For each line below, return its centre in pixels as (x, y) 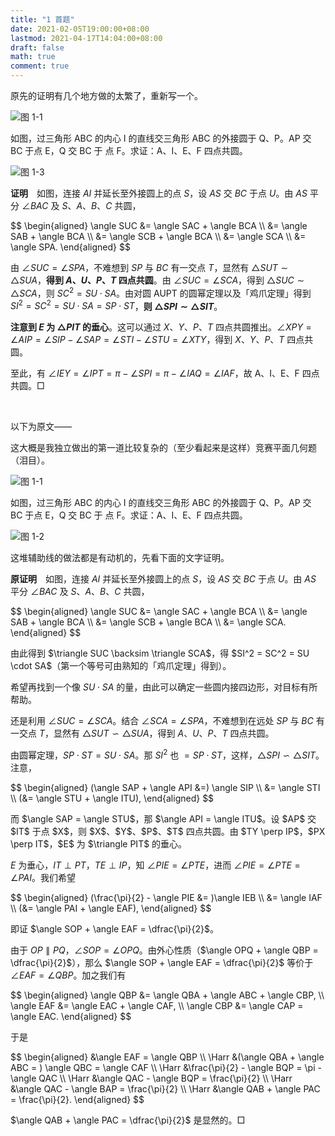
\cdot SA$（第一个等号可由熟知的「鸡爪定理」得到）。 (121, 666)
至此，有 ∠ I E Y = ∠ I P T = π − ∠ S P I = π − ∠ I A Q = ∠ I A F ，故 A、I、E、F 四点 (165, 373)
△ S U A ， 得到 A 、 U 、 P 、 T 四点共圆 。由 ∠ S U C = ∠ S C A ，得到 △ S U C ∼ (157, 280)
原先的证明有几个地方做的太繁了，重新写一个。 (106, 95)
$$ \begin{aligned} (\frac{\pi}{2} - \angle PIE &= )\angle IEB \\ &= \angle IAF (166, 897)
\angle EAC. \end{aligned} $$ (71, 1016)
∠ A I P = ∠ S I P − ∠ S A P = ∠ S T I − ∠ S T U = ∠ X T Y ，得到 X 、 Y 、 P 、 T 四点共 (162, 340)
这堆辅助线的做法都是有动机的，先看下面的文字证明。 (120, 558)
